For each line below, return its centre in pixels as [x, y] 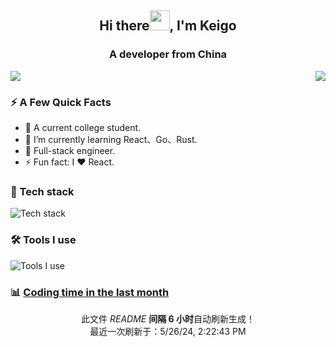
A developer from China [168, 54]
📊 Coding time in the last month [90, 292]
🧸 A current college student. [83, 127]
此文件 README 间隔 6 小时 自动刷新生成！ [168, 318]
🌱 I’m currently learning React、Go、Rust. [111, 139]
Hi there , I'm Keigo [168, 26]
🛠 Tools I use [43, 240]
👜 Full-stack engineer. [70, 150]
